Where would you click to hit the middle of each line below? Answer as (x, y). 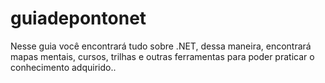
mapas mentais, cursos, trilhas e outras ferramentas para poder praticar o (162, 56)
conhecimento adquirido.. (63, 67)
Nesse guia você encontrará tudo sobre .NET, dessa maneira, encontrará (161, 46)
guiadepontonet (78, 18)
